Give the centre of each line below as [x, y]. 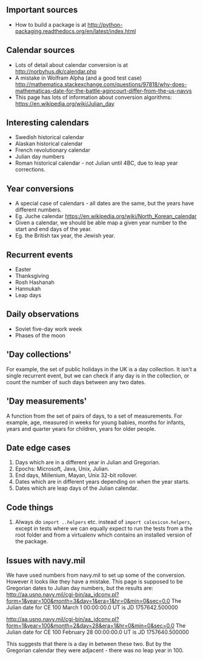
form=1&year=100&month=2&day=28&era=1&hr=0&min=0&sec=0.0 [90, 625]
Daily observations [43, 315]
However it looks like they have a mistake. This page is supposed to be [95, 581]
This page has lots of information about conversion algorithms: [93, 97]
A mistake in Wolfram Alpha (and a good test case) [78, 78]
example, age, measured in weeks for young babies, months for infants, [96, 422]
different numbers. [38, 210]
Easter [23, 269]
